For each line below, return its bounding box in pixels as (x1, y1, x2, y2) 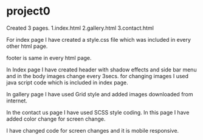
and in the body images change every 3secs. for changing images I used (6, 72, 189, 79)
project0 (6, 4, 50, 18)
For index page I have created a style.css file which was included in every (6, 36, 191, 43)
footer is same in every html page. (6, 54, 92, 61)
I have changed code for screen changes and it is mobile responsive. (6, 127, 179, 134)
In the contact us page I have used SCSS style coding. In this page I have (6, 108, 190, 116)
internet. (6, 97, 27, 104)
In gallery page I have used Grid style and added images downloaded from (6, 90, 193, 98)
